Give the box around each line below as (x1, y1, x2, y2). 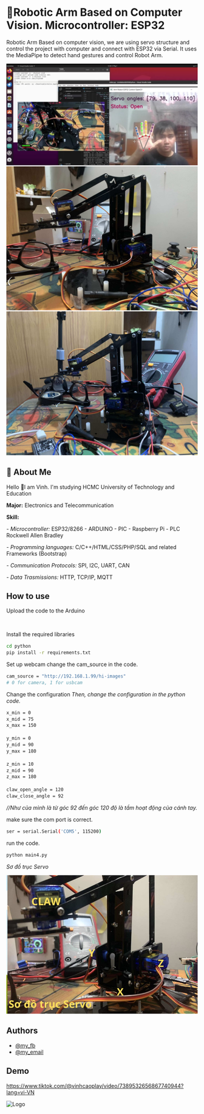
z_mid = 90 (6, 767, 34, 774)
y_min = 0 (6, 735, 32, 741)
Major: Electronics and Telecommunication (6, 502, 114, 509)
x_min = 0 (6, 709, 32, 716)
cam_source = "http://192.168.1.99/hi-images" (6, 673, 126, 679)
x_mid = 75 (6, 716, 34, 722)
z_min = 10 (6, 761, 34, 767)
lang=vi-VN (6, 1088, 35, 1096)
